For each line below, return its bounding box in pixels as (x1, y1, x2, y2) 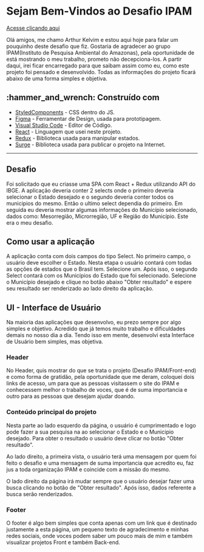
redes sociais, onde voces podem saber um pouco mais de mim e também (6, 533, 193, 540)
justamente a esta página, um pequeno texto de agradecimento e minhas (6, 526, 189, 533)
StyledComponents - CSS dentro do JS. (15, 108, 115, 116)
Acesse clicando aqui (6, 24, 60, 32)
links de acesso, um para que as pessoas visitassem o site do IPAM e (6, 380, 180, 387)
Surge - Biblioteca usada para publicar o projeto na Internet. (15, 141, 166, 148)
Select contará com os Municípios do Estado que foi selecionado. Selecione (6, 272, 196, 279)
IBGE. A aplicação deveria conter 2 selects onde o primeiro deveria (6, 186, 174, 194)
